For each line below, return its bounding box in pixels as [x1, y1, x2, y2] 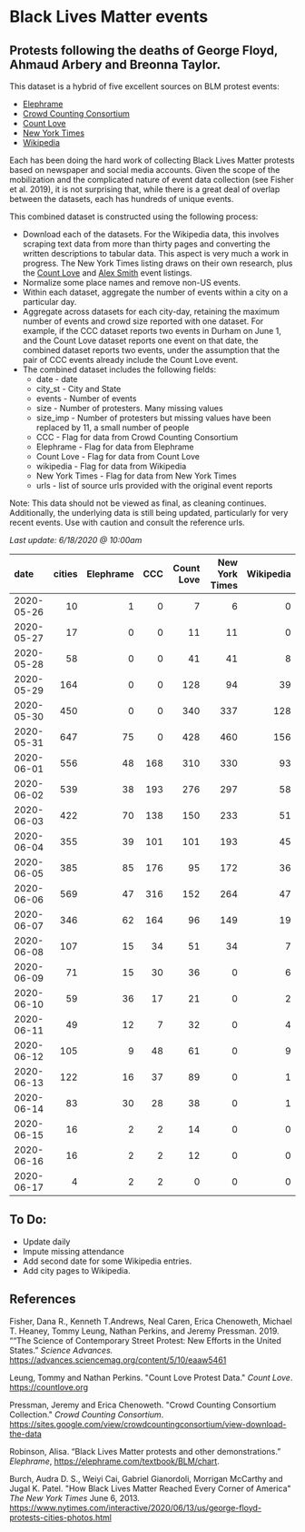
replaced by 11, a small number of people [35, 422, 190, 433]
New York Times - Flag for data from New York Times [35, 470, 238, 481]
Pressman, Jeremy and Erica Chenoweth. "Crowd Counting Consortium [9, 1399, 277, 1410]
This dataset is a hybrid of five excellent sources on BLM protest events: [9, 81, 280, 92]
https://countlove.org [9, 1381, 89, 1393]
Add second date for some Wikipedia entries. [22, 1255, 192, 1266]
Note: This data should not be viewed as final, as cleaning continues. [9, 498, 267, 509]
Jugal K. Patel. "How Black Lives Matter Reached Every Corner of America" [9, 1483, 292, 1494]
